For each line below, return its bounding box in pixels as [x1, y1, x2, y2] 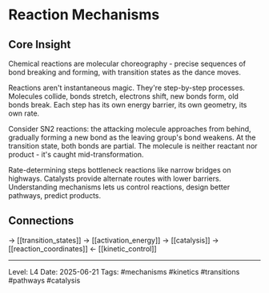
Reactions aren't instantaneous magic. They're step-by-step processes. [8, 83, 246, 92]
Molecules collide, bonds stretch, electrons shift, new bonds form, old [8, 92, 239, 101]
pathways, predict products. [8, 191, 102, 200]
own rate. [8, 108, 40, 118]
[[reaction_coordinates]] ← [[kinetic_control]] [8, 243, 158, 254]
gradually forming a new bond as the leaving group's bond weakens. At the [8, 132, 256, 142]
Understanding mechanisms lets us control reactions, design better [8, 182, 231, 192]
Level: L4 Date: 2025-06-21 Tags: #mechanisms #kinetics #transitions [8, 267, 240, 276]
